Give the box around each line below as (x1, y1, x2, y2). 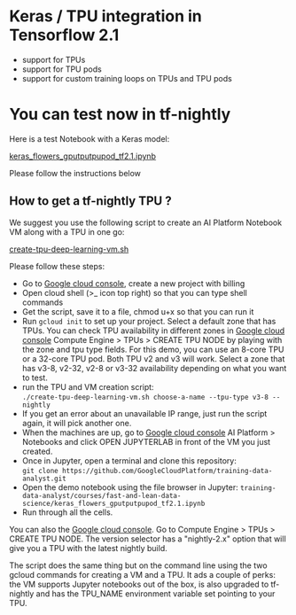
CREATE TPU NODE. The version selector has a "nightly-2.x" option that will (9, 533, 286, 544)
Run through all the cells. (21, 507, 113, 518)
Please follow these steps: (9, 261, 105, 271)
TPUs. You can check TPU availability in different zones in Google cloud (21, 325, 285, 336)
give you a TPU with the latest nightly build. (9, 542, 167, 553)
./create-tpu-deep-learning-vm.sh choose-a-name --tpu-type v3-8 (21, 393, 269, 401)
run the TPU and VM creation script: (21, 381, 154, 392)
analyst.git (21, 474, 66, 483)
